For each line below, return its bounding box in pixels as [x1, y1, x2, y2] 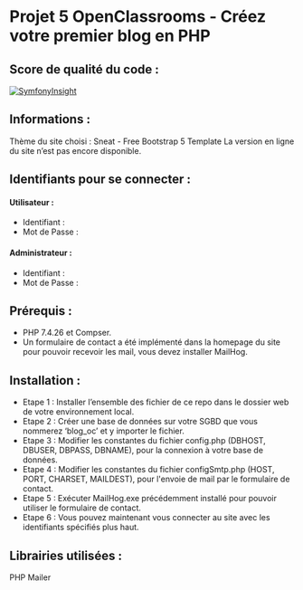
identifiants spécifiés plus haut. [22, 522, 139, 533]
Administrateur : [9, 247, 72, 258]
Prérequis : [9, 303, 72, 319]
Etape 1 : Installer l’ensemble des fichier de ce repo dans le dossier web [22, 396, 289, 408]
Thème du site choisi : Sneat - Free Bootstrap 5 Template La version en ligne [9, 136, 295, 147]
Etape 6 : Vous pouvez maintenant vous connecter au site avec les [22, 512, 270, 523]
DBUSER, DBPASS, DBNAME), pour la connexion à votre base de [22, 445, 264, 456]
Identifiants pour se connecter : [9, 172, 192, 187]
